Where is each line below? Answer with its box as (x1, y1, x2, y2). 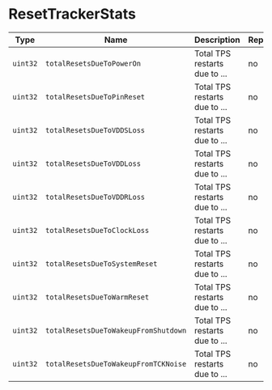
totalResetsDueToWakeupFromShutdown (45, 325, 187, 335)
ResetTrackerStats (8, 5, 136, 23)
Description (193, 34, 240, 45)
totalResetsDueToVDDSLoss (45, 125, 146, 134)
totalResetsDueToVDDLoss (45, 159, 142, 168)
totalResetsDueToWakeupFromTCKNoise (45, 359, 187, 368)
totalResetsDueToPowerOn (45, 58, 142, 68)
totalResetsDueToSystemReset (45, 259, 158, 268)
